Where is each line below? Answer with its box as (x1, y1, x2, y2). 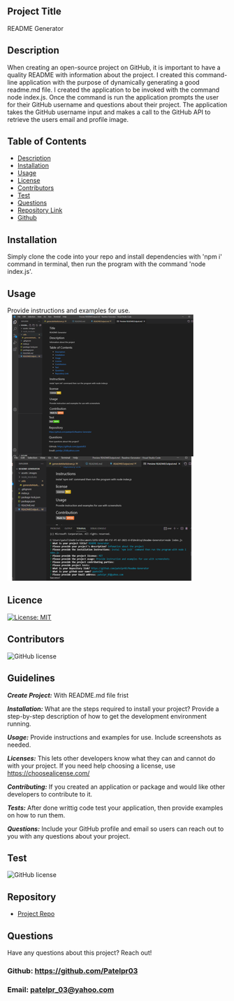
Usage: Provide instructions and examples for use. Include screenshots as (7, 733, 222, 741)
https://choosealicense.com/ (7, 768, 90, 777)
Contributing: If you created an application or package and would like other (7, 782, 226, 791)
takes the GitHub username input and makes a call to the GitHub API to (7, 108, 211, 116)
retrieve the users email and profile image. (7, 115, 129, 123)
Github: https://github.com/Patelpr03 (7, 966, 138, 976)
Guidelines (7, 672, 55, 684)
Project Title (7, 6, 61, 18)
